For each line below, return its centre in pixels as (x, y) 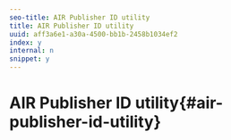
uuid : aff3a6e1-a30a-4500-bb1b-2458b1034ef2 (94, 34)
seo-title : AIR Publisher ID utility (80, 17)
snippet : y (30, 59)
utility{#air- (179, 103)
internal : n (31, 51)
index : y (26, 42)
